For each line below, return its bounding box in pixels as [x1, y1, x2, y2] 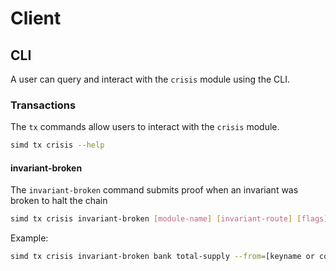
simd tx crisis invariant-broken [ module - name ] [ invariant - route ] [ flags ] [10, 214, 329, 224]
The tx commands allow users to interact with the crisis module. [10, 121, 280, 133]
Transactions [10, 98, 77, 112]
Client [10, 7, 62, 30]
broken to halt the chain [10, 195, 108, 207]
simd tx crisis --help [10, 140, 105, 151]
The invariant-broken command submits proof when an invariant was [10, 184, 299, 196]
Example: [10, 232, 49, 244]
